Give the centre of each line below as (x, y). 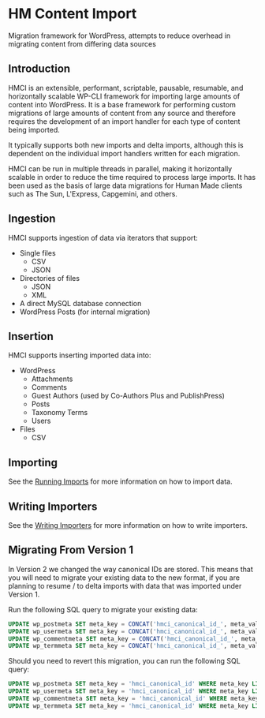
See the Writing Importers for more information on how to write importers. (128, 525)
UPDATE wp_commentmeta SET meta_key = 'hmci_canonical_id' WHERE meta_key (134, 699)
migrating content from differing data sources (82, 43)
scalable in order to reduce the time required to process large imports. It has (132, 177)
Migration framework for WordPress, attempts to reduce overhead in (119, 36)
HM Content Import (73, 14)
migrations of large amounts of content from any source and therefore (122, 113)
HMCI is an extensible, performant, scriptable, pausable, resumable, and (126, 88)
